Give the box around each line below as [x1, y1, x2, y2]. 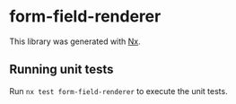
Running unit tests [9, 62, 114, 77]
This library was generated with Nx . [9, 36, 141, 47]
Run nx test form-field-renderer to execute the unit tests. [9, 85, 228, 96]
